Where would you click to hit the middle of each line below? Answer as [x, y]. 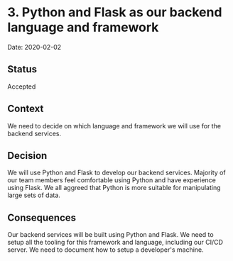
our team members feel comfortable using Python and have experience [112, 180]
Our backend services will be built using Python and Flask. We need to [111, 235]
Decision [27, 156]
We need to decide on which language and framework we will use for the [114, 126]
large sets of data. [34, 195]
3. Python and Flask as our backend [115, 12]
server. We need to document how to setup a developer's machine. [105, 250]
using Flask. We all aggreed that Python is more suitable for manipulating [114, 188]
